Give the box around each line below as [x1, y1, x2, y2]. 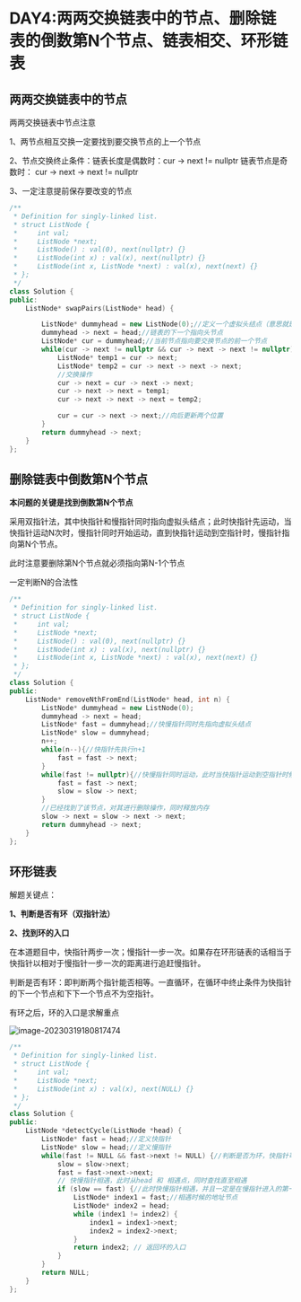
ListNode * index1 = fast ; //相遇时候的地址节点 [73, 1193, 238, 1202]
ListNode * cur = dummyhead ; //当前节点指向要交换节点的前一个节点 [41, 337, 267, 346]
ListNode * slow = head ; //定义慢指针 [41, 1142, 172, 1152]
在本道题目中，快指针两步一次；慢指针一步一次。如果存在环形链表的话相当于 [9, 946, 292, 957]
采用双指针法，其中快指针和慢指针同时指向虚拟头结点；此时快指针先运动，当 [9, 516, 292, 527]
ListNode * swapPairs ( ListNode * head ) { [25, 304, 175, 312]
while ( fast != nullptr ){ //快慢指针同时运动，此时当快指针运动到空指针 [41, 770, 282, 779]
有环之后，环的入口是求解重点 [9, 1007, 119, 1018]
